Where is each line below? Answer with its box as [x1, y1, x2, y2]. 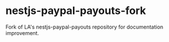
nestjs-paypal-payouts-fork [5, 4, 147, 17]
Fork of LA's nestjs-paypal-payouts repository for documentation [5, 23, 164, 30]
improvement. [5, 29, 39, 36]
